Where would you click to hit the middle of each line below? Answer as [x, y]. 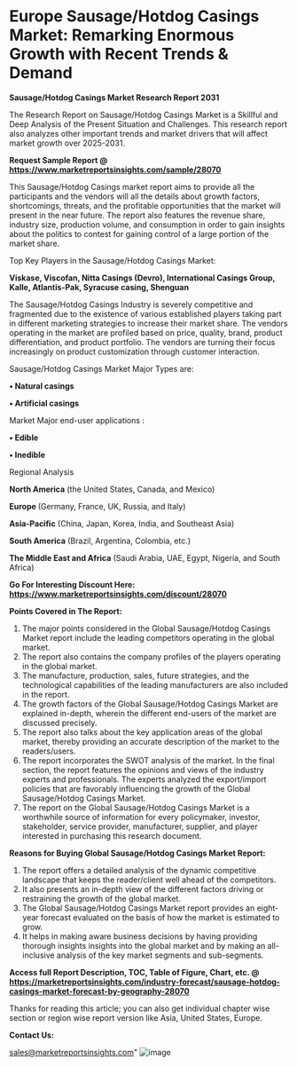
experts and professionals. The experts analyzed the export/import [144, 779]
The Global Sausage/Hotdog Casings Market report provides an [138, 908]
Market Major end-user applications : [77, 420]
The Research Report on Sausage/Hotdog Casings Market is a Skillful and [144, 114]
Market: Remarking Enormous [122, 35]
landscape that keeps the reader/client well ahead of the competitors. [149, 880]
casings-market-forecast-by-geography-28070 [99, 991]
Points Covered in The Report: [66, 611]
